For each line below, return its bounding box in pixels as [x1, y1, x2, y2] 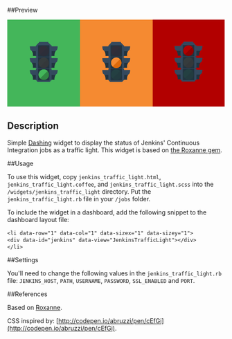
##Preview [7, 6, 38, 14]
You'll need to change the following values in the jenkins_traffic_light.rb [7, 269, 222, 277]
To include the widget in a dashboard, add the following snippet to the [7, 208, 207, 217]
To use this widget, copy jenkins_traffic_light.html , [7, 172, 161, 181]
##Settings [7, 255, 39, 264]
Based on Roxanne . [7, 303, 62, 311]
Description [7, 120, 59, 132]
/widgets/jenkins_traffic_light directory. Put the [7, 187, 152, 196]
